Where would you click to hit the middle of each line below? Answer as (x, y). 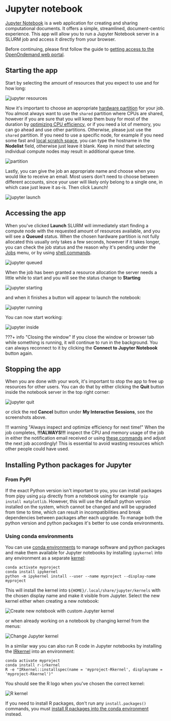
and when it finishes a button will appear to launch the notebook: (73, 297)
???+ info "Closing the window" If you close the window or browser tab (80, 337)
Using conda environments (39, 536)
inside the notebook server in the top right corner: (58, 392)
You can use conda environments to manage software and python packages (85, 547)
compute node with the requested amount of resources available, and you (83, 231)
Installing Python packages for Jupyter (68, 465)
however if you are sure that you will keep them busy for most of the (77, 119)
